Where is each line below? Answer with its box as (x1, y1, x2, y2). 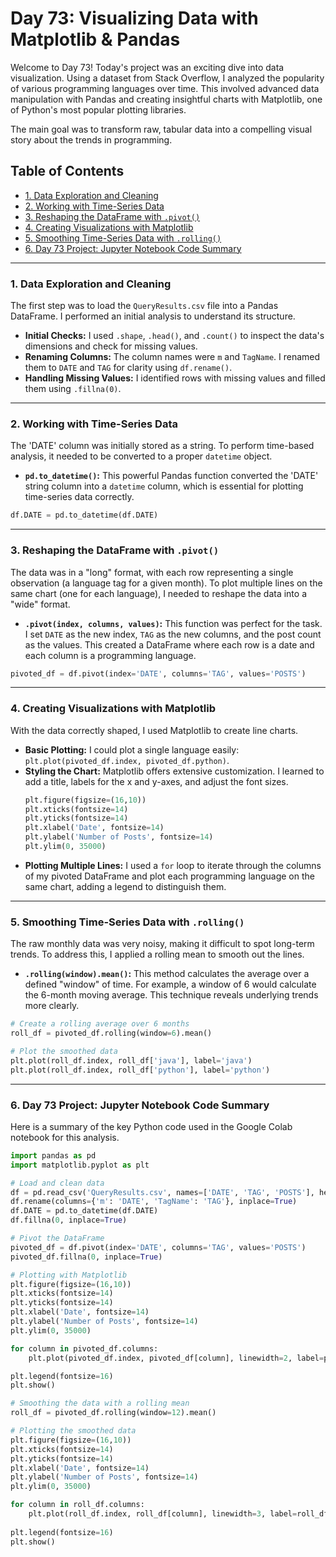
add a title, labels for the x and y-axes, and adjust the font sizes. (24, 775, 289, 787)
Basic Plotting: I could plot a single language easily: (24, 743, 240, 756)
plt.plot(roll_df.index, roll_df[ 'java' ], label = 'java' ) (10, 1055, 253, 1066)
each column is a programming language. (24, 649, 197, 661)
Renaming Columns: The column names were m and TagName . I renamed (24, 351, 321, 363)
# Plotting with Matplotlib (10, 1270, 128, 1280)
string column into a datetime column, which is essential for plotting (24, 480, 304, 492)
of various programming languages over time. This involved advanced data (10, 82, 320, 94)
